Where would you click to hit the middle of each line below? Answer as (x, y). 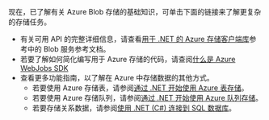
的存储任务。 (29, 22)
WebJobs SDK (44, 68)
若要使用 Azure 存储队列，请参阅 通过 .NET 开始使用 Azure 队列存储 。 (147, 98)
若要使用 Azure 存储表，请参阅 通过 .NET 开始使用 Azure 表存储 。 (140, 88)
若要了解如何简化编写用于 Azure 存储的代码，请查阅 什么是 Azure (128, 59)
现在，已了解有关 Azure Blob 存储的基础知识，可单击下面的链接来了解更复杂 (135, 12)
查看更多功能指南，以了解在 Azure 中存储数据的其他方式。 (117, 78)
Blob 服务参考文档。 (77, 49)
